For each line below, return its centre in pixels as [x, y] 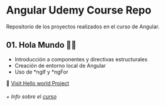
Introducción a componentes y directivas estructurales [81, 59]
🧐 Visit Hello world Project [38, 83]
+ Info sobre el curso [32, 97]
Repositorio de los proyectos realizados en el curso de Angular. [83, 26]
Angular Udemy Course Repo [79, 10]
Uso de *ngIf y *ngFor [42, 72]
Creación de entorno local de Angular [60, 65]
